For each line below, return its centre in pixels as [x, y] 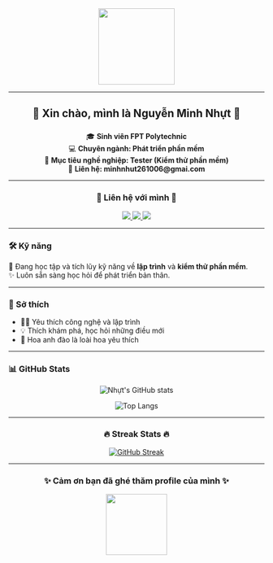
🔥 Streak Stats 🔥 [136, 434]
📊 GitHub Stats [39, 369]
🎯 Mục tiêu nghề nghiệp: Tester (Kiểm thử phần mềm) [136, 160]
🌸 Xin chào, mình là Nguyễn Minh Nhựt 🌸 [136, 113]
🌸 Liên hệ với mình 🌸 [136, 198]
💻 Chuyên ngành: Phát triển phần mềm [136, 149]
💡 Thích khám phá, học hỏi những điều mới [92, 331]
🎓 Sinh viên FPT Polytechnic [136, 137]
